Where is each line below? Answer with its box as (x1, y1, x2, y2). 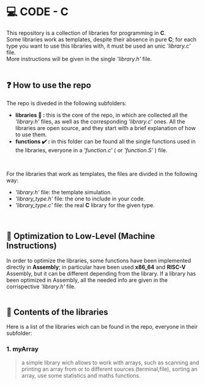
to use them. (15, 131, 47, 138)
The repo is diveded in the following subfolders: (6, 99, 127, 107)
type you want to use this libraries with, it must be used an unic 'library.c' (6, 42, 191, 50)
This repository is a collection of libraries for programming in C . (6, 29, 166, 37)
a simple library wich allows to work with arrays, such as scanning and (21, 359, 199, 366)
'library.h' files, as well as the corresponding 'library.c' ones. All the (15, 117, 185, 125)
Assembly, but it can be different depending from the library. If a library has (6, 269, 196, 277)
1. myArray (6, 345, 39, 353)
